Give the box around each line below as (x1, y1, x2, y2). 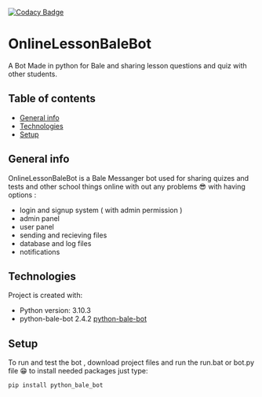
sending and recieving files (19, 230, 107, 240)
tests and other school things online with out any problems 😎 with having (8, 182, 246, 191)
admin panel (19, 213, 60, 223)
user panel (19, 222, 55, 231)
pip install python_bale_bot (8, 381, 104, 389)
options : (8, 189, 37, 200)
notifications (19, 247, 60, 256)
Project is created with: (8, 291, 83, 300)
